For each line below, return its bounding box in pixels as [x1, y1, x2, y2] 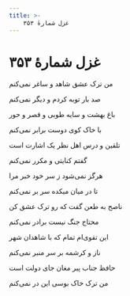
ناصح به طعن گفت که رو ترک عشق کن [9, 202, 123, 211]
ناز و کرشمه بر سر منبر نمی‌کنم [9, 248, 101, 257]
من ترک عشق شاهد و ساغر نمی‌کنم [9, 79, 113, 89]
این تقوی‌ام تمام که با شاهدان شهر [9, 233, 109, 242]
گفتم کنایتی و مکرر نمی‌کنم [9, 156, 87, 165]
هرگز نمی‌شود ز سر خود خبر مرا [9, 171, 103, 180]
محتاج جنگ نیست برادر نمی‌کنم [9, 217, 99, 226]
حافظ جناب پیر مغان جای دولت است [9, 263, 116, 273]
